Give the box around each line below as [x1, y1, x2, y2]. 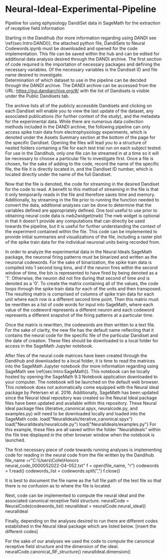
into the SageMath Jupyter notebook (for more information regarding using [5, 363, 159, 369]
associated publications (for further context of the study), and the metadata [5, 113, 160, 119]
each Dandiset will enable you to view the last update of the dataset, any [5, 108, 154, 114]
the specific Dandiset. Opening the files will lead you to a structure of [5, 139, 147, 145]
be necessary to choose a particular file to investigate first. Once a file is [5, 155, 154, 161]
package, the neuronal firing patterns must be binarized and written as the [5, 254, 158, 260]
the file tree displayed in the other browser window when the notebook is [5, 432, 155, 438]
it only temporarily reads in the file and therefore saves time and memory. [5, 191, 156, 197]
